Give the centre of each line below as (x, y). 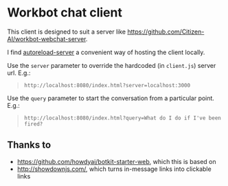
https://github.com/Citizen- (166, 32)
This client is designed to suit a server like (66, 32)
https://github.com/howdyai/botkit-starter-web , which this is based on (116, 161)
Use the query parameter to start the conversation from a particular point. (111, 98)
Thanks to (29, 145)
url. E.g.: (19, 73)
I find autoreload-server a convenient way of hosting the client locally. (106, 52)
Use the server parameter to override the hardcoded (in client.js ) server (112, 65)
